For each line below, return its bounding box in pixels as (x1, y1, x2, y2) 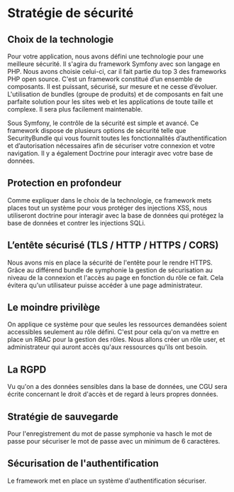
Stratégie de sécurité (7, 5, 134, 21)
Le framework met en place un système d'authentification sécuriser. (7, 476, 207, 485)
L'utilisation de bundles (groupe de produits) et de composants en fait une (7, 90, 223, 98)
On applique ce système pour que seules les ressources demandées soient (7, 320, 228, 328)
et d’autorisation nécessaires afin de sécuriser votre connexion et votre (7, 141, 216, 150)
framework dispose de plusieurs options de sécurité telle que (7, 127, 186, 134)
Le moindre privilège (7, 301, 101, 314)
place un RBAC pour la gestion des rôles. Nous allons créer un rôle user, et (7, 336, 225, 344)
